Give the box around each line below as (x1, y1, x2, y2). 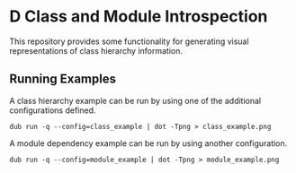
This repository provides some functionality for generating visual (9, 36, 249, 47)
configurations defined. (9, 105, 96, 116)
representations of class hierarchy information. (9, 45, 183, 56)
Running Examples (9, 72, 117, 87)
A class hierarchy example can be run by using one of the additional (9, 95, 262, 106)
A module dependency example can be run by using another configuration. (9, 137, 288, 149)
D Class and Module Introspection (9, 6, 268, 27)
